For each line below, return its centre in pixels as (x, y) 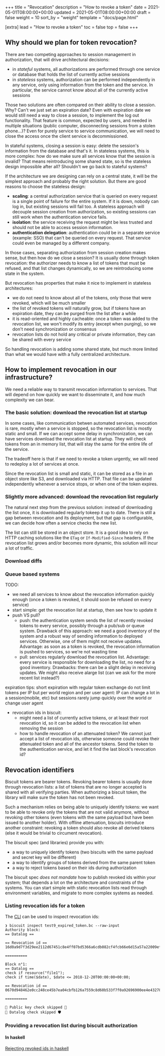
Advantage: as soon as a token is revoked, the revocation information (90, 646)
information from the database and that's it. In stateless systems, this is (77, 151)
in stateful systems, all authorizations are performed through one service (86, 69)
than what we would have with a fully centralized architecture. (68, 354)
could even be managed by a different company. (61, 243)
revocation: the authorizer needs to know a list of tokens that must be (75, 263)
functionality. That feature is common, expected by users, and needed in (79, 120)
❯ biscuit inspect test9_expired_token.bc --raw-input (62, 925)
